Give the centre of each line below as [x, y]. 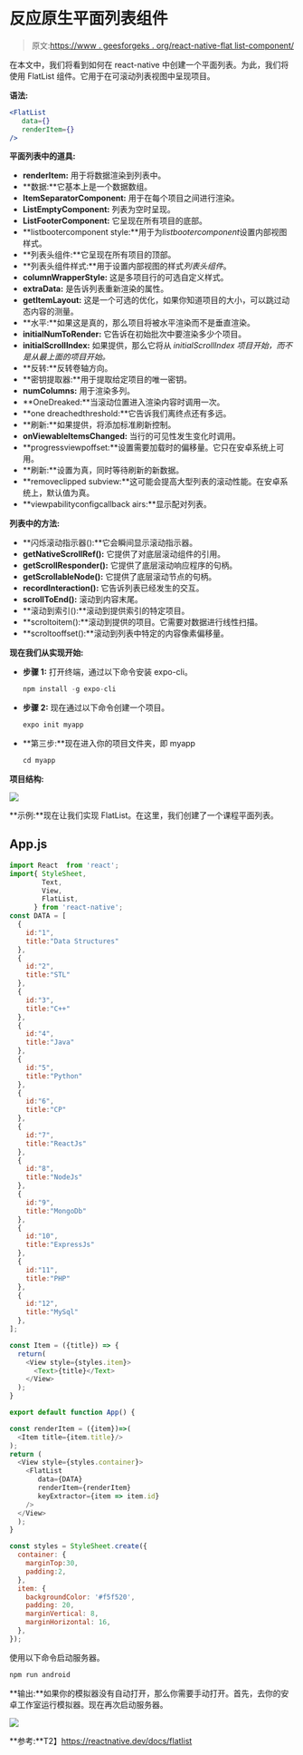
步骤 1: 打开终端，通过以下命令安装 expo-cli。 [107, 672]
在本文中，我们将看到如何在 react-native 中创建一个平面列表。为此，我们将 [149, 64]
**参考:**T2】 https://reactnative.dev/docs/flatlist [101, 1740]
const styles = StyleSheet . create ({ [78, 1546]
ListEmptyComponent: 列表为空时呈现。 [99, 210]
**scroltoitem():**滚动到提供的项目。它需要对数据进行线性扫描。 [142, 622]
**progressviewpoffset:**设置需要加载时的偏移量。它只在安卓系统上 [149, 448]
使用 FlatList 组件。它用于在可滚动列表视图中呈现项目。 [112, 76]
